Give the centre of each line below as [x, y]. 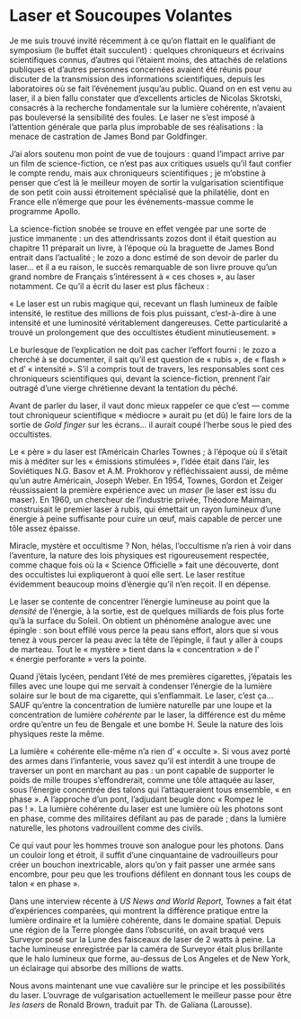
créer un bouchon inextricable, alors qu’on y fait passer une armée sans [142, 864]
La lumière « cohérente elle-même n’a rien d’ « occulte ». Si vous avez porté [150, 751]
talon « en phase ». [45, 883]
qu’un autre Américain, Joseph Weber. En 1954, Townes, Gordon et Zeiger [146, 480]
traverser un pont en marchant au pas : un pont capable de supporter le [142, 770]
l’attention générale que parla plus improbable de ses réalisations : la [136, 126]
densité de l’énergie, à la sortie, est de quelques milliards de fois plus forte [147, 611]
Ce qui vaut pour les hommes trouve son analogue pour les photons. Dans [147, 845]
